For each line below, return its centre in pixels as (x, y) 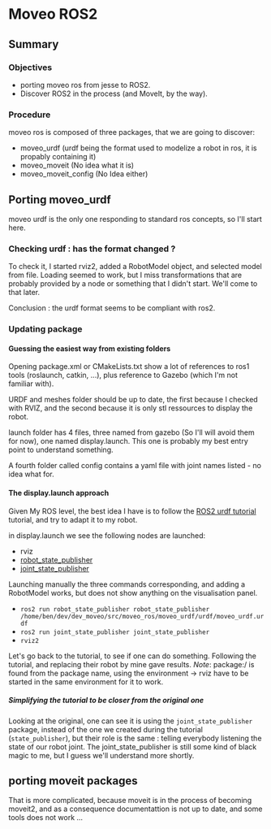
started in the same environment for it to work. (86, 681)
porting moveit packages (73, 781)
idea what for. (31, 474)
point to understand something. (61, 450)
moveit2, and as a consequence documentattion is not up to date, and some (135, 809)
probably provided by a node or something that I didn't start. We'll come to (133, 284)
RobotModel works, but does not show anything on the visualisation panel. (133, 592)
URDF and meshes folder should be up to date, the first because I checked (133, 400)
